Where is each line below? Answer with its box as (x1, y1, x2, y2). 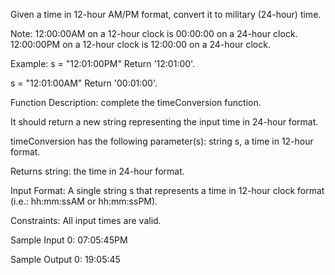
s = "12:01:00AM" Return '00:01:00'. (10, 77, 158, 89)
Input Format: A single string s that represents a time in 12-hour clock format (10, 185, 325, 196)
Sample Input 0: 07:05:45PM (10, 234, 128, 246)
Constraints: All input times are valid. (10, 215, 162, 226)
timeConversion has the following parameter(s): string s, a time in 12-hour (10, 135, 314, 147)
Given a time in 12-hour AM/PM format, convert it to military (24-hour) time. (10, 9, 322, 20)
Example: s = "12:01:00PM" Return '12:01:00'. (10, 58, 196, 69)
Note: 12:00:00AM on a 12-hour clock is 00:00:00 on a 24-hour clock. (10, 28, 298, 39)
